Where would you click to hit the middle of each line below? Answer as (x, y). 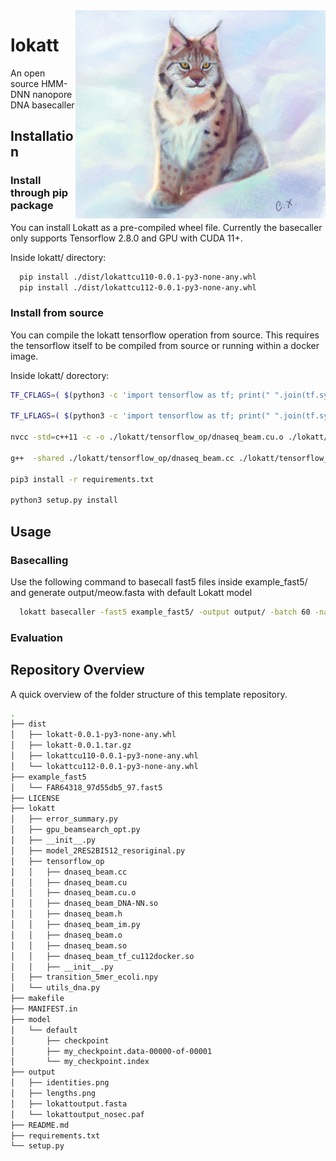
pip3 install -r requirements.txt (82, 479)
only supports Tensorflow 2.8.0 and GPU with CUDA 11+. (126, 238)
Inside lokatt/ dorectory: (60, 375)
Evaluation (36, 637)
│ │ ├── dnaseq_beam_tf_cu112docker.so (102, 956)
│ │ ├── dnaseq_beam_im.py (75, 925)
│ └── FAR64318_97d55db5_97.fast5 (86, 787)
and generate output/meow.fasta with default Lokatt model (131, 592)
